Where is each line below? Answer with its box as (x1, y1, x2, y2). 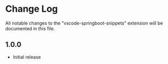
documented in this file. (5, 25, 55, 31)
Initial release (12, 54, 41, 60)
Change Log (5, 3, 58, 15)
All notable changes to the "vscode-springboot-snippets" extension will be (5, 20, 163, 26)
